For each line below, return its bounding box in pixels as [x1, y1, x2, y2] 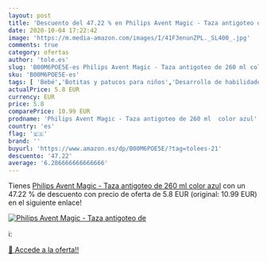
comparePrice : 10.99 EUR [8, 108, 91, 116]
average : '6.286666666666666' [8, 160, 109, 168]
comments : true [8, 41, 59, 49]
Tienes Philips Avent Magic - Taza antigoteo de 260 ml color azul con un [8, 181, 246, 191]
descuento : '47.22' [8, 152, 73, 160]
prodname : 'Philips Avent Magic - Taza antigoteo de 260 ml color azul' [8, 115, 258, 123]
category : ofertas [8, 48, 69, 56]
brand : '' [8, 137, 41, 145]
